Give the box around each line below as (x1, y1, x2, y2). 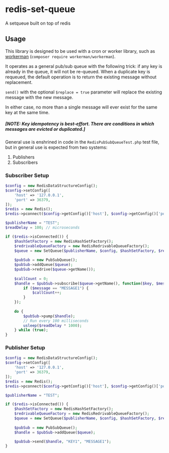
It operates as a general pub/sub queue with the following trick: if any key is (5, 63, 162, 69)
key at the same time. (5, 109, 50, 115)
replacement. (5, 79, 33, 85)
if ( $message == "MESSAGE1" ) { (23, 286, 89, 291)
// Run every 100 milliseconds (23, 318, 89, 323)
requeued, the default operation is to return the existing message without (5, 74, 157, 80)
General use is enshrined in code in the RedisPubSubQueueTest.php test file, (5, 139, 159, 145)
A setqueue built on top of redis (5, 20, 71, 26)
